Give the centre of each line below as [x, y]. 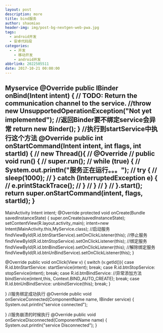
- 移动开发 [23, 55]
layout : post [18, 10]
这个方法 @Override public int [57, 138]
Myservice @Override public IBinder [62, 88]
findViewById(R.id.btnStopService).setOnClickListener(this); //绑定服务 [76, 241]
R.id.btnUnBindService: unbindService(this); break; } [58, 284]
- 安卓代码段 [21, 41]
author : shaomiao [23, 23]
